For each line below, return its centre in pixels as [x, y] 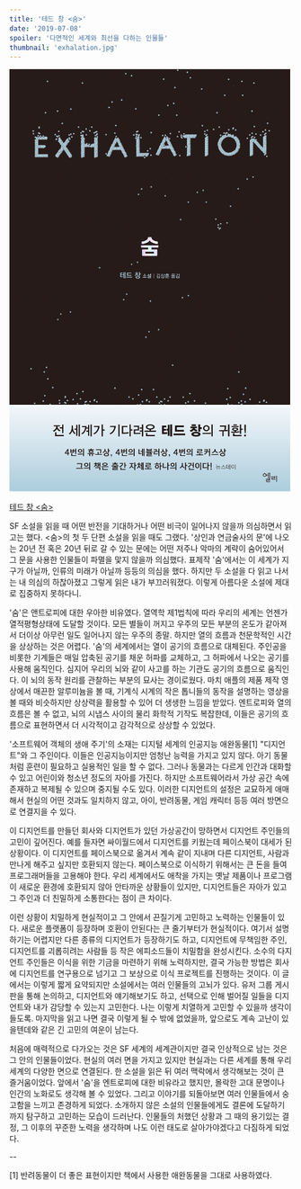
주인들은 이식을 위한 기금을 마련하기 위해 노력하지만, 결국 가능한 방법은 [149, 962]
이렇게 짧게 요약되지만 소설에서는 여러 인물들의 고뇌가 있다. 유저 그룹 [153, 985]
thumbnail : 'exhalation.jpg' [64, 48]
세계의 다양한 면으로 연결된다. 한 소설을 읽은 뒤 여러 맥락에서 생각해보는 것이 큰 [147, 1071]
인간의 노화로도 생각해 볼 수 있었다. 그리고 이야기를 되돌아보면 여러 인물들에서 [145, 1094]
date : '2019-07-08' [46, 28]
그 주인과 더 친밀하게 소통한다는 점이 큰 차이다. [91, 898]
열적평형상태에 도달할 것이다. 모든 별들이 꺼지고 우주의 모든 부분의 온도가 [136, 624]
